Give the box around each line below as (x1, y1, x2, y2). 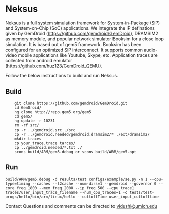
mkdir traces (14, 136, 42, 141)
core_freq (5, 185, 26, 190)
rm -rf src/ (14, 122, 39, 128)
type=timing (5, 181, 30, 186)
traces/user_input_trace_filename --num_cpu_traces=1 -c (5, 190, 128, 195)
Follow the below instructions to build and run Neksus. (5, 72, 118, 78)
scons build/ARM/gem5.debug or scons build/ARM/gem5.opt (14, 149, 137, 154)
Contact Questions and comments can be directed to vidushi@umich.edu (5, 203, 158, 209)
